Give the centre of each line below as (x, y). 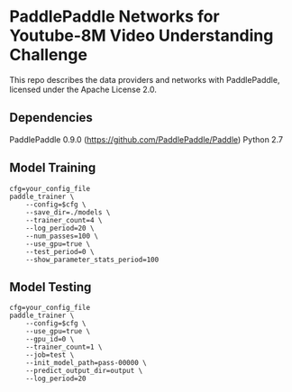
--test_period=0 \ (60, 251)
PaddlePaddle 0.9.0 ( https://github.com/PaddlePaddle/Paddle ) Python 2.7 (146, 139)
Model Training (53, 168)
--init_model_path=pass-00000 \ (86, 363)
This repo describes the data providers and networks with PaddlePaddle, (145, 79)
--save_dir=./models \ (68, 212)
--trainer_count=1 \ (64, 347)
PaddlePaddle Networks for (114, 17)
